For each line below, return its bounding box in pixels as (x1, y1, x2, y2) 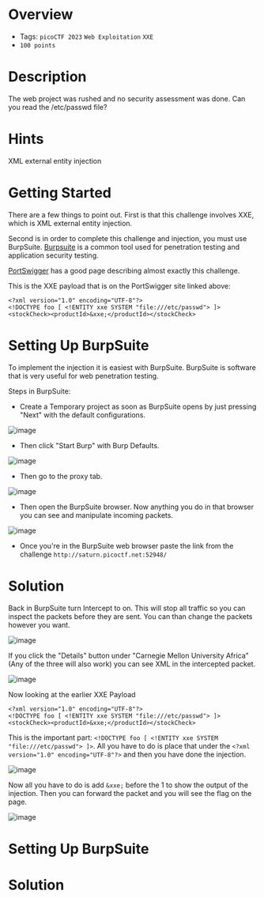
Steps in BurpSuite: (8, 386, 71, 396)
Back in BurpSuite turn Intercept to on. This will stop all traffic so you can (8, 603, 246, 613)
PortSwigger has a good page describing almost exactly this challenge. (8, 266, 240, 275)
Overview (8, 6, 74, 24)
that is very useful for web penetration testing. (8, 371, 160, 380)
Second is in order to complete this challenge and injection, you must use (8, 233, 247, 243)
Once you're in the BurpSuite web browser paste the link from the (19, 541, 234, 550)
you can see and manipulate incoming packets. (19, 510, 174, 519)
